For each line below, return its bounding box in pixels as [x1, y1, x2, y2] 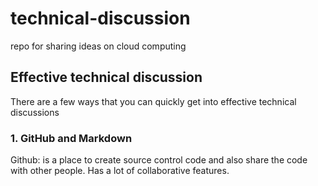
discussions [10, 106, 60, 118]
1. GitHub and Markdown [10, 131, 133, 145]
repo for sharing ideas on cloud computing [10, 40, 187, 52]
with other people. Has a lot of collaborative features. [10, 165, 230, 177]
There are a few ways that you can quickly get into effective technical [10, 95, 297, 107]
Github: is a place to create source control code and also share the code [10, 154, 308, 166]
